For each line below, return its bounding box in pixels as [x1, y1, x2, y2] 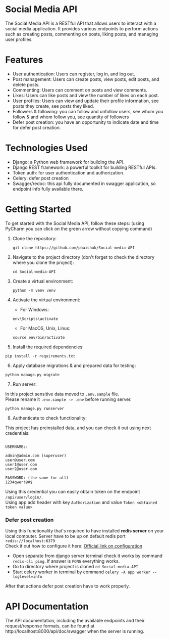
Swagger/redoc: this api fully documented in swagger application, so [12, 180, 156, 187]
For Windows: [20, 306, 49, 312]
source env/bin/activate [12, 335, 65, 340]
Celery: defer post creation [12, 175, 69, 181]
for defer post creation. [12, 124, 61, 130]
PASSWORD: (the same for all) [5, 475, 69, 480]
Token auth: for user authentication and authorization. [12, 169, 125, 175]
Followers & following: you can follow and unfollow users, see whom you [12, 108, 163, 114]
